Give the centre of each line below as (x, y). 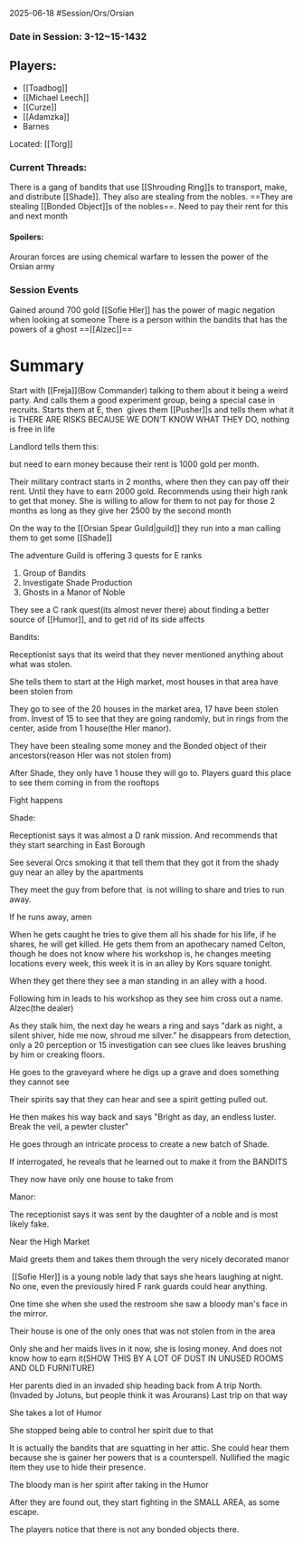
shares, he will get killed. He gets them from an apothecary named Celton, (148, 944)
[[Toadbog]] (45, 87)
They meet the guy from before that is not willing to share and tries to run (147, 890)
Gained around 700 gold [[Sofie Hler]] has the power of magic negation (142, 310)
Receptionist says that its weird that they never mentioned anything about (147, 655)
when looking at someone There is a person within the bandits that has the (148, 319)
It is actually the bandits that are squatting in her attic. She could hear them (149, 1448)
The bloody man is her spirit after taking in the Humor (109, 1485)
